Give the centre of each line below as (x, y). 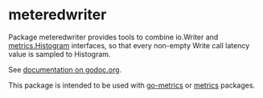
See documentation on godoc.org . (65, 69)
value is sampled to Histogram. (60, 54)
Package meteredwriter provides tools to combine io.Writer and (113, 37)
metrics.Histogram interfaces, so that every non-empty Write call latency (129, 45)
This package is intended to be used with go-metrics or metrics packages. (132, 85)
